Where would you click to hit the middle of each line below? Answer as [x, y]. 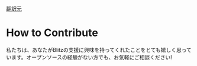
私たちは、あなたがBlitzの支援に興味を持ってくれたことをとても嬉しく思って [99, 49]
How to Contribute [52, 33]
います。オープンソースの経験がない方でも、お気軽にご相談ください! [89, 57]
